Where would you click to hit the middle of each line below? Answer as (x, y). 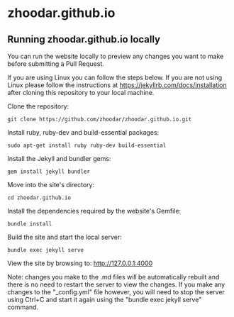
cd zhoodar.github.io (39, 198)
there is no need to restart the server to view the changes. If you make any (116, 284)
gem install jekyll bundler (49, 172)
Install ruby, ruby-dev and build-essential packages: (83, 132)
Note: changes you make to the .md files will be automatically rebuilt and (113, 277)
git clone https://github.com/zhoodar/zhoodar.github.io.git (100, 119)
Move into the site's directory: (51, 185)
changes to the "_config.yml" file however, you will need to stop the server (116, 292)
